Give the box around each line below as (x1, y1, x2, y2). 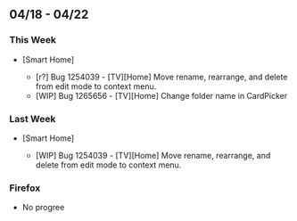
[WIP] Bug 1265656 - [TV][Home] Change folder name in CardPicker (35, 90, 288, 101)
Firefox (9, 182, 41, 194)
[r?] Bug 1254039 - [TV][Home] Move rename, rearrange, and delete (35, 71, 288, 82)
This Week (9, 34, 56, 46)
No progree (21, 202, 65, 213)
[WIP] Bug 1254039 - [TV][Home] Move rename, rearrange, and (35, 150, 271, 160)
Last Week (9, 112, 56, 125)
